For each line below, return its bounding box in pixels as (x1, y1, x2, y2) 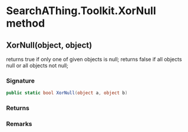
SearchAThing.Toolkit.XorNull (6, 4, 156, 18)
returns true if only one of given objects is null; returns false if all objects (6, 56, 182, 62)
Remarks (6, 120, 32, 128)
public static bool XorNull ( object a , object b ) (6, 90, 128, 96)
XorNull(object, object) (6, 40, 93, 50)
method (6, 16, 45, 30)
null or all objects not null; (6, 62, 69, 69)
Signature (6, 77, 35, 85)
